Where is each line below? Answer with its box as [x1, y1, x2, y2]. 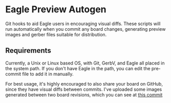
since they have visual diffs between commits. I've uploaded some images [5, 86, 162, 92]
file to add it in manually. [22, 71, 74, 77]
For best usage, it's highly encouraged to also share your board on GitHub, [5, 80, 163, 87]
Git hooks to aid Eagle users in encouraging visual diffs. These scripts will [5, 20, 161, 27]
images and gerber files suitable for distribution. [5, 31, 107, 37]
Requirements [5, 46, 51, 55]
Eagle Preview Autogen [5, 4, 106, 15]
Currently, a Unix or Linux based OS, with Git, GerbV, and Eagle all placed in [5, 60, 165, 66]
